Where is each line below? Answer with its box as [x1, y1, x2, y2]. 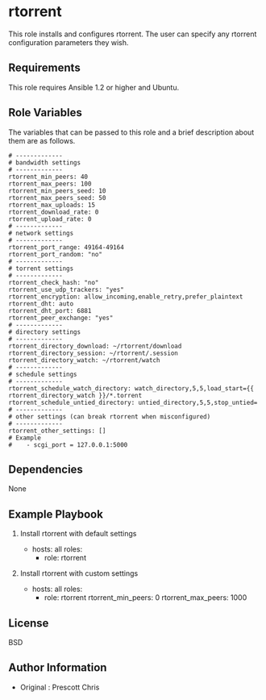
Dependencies [8, 462, 83, 476]
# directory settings [8, 327, 81, 336]
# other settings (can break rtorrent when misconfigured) [8, 412, 211, 421]
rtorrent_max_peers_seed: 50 [8, 194, 106, 202]
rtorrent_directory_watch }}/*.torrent [8, 391, 143, 399]
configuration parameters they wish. [8, 37, 129, 47]
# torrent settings [8, 265, 74, 273]
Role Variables [8, 106, 82, 119]
